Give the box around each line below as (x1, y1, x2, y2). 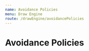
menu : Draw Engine (5, 12, 43, 17)
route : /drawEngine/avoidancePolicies (5, 16, 84, 21)
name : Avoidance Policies (5, 7, 58, 12)
